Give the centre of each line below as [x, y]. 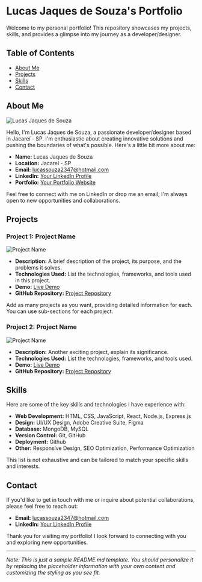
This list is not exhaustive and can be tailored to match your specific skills [97, 460]
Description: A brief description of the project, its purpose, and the [98, 261]
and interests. [23, 466]
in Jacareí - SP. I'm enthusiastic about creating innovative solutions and [95, 138]
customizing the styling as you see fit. [53, 573]
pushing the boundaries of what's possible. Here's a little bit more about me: [101, 145]
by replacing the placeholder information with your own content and [91, 566]
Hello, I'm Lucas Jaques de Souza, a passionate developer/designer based [99, 132]
